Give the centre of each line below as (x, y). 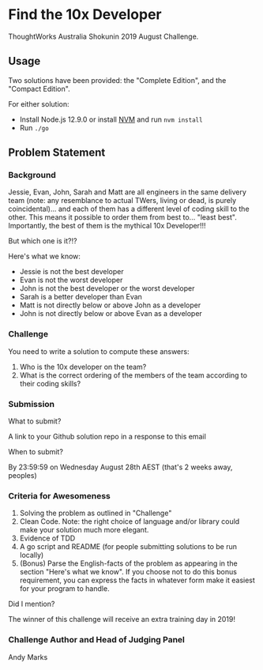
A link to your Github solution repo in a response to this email (107, 437)
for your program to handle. (64, 589)
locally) (32, 555)
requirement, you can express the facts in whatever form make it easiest (137, 580)
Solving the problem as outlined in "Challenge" (96, 513)
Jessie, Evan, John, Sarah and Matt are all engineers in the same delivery (128, 192)
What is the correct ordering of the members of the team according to (133, 375)
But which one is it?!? (43, 241)
